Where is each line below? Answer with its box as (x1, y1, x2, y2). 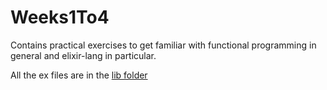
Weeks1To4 (10, 6, 110, 29)
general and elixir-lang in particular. (10, 49, 157, 61)
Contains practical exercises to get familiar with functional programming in (10, 39, 317, 51)
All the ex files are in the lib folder (10, 69, 148, 81)
